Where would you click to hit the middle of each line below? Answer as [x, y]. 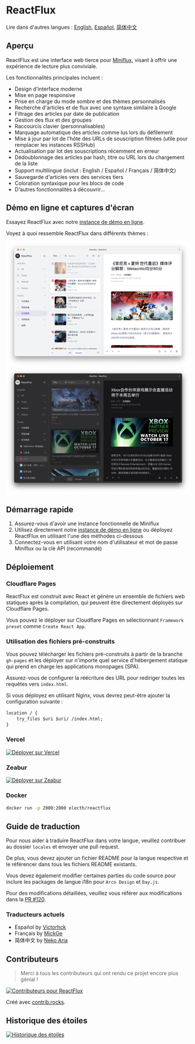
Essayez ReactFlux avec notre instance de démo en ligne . [75, 222]
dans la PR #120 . [26, 900]
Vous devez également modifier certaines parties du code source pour [91, 876]
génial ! [29, 980]
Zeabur [17, 767]
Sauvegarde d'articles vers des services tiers [69, 177]
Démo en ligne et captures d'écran [70, 208]
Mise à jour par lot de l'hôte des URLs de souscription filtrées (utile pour [101, 139]
